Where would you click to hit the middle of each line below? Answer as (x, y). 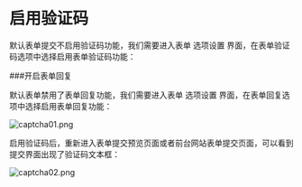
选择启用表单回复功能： (69, 106)
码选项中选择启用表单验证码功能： (73, 56)
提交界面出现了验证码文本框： (64, 154)
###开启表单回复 (41, 75)
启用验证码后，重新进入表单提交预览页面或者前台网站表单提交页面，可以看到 (151, 143)
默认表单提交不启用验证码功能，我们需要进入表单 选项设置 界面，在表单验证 (150, 45)
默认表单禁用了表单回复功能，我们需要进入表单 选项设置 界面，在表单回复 (146, 95)
